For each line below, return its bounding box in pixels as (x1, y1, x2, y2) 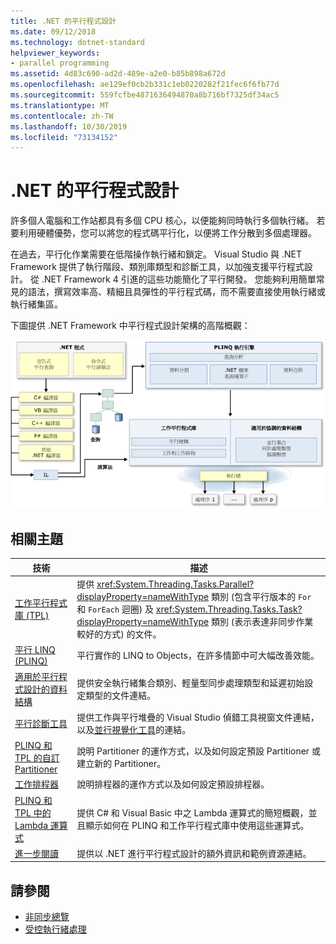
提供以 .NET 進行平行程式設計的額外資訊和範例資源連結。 (76, 847, 312, 859)
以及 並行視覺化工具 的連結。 (76, 723, 192, 735)
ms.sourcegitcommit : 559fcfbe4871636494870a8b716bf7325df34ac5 (10, 90, 280, 100)
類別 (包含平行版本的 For (210, 591, 312, 602)
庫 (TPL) (14, 610, 50, 621)
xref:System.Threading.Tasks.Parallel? (96, 578, 255, 590)
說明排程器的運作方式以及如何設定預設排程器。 (76, 778, 270, 790)
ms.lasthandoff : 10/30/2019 (10, 121, 128, 132)
